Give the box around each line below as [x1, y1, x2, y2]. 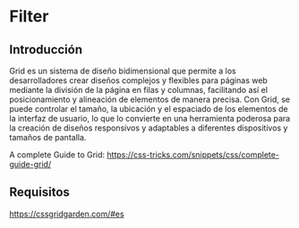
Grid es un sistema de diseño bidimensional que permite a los [9, 65, 236, 76]
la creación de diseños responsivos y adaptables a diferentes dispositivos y [9, 122, 288, 133]
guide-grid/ [9, 159, 52, 169]
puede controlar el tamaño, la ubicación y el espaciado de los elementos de [9, 104, 288, 114]
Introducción [9, 42, 83, 57]
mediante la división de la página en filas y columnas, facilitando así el [9, 85, 269, 95]
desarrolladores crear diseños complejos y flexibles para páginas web [9, 75, 269, 86]
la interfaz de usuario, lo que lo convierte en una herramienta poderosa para [9, 114, 291, 123]
